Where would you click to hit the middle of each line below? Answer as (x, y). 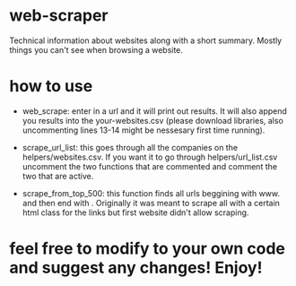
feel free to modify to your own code (147, 249)
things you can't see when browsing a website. (96, 49)
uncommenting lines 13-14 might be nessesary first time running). (144, 130)
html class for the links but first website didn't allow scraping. (135, 212)
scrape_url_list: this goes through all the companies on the (130, 147)
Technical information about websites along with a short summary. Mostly (146, 40)
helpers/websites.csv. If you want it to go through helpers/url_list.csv (150, 157)
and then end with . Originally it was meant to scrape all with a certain (151, 203)
